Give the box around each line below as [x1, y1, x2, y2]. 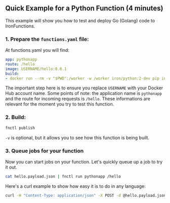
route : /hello [5, 61, 35, 66]
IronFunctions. [5, 23, 35, 29]
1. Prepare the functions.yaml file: [5, 36, 90, 43]
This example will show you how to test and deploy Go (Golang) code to [5, 17, 155, 23]
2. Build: [5, 114, 26, 121]
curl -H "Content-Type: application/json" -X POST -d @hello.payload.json [5, 193, 166, 198]
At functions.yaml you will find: [5, 47, 70, 53]
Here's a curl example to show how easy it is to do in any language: [5, 183, 146, 189]
